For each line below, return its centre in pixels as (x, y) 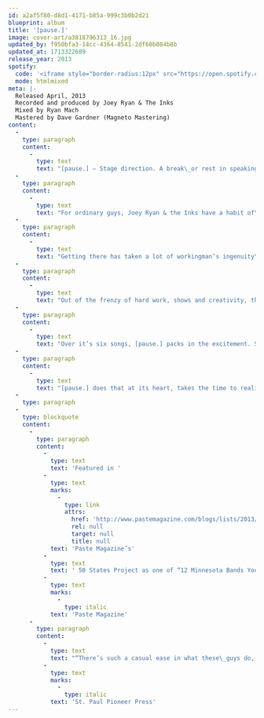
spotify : (22, 67)
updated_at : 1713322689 (47, 52)
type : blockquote (51, 417)
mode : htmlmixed (42, 81)
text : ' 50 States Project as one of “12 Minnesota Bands (147, 570)
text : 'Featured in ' (86, 468)
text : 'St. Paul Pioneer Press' (103, 702)
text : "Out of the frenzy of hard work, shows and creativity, (142, 300)
